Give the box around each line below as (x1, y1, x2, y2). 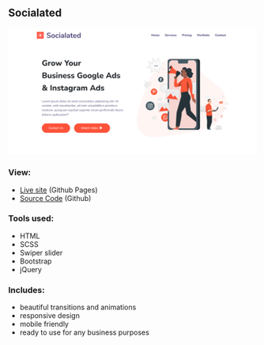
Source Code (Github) (19, 193, 92, 203)
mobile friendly (19, 320, 70, 329)
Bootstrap (19, 256, 52, 266)
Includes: (8, 284, 45, 295)
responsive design (19, 311, 81, 320)
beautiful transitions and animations (19, 302, 137, 312)
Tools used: (8, 213, 55, 224)
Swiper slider (19, 248, 63, 257)
